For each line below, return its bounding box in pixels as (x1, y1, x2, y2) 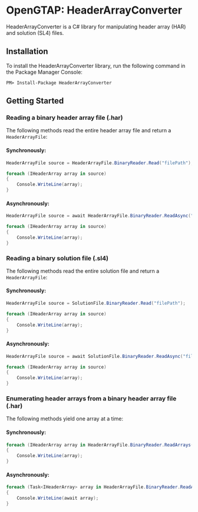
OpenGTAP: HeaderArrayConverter (6, 4, 183, 17)
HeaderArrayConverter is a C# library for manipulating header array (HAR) (6, 23, 186, 30)
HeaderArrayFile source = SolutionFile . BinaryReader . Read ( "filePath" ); (6, 301, 186, 306)
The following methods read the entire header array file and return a (6, 127, 171, 134)
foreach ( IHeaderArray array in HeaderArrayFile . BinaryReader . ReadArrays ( (6, 442, 194, 448)
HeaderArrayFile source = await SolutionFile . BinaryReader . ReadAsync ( (6, 353, 183, 359)
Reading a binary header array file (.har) (6, 113, 123, 122)
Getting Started (6, 96, 64, 106)
